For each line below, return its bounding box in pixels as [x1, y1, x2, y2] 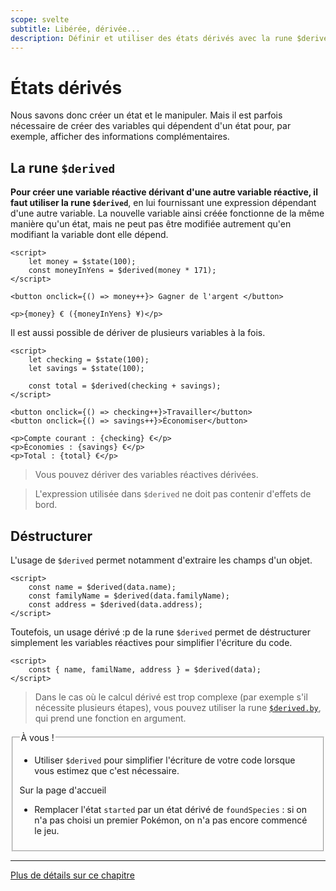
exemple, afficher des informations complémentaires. [10, 131, 230, 143]
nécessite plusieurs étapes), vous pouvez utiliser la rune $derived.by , [34, 701, 322, 713]
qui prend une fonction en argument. [34, 712, 187, 724]
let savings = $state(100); [28, 364, 145, 374]
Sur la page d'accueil [19, 784, 107, 796]
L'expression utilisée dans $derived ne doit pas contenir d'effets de [34, 488, 312, 500]
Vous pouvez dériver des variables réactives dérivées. [34, 469, 259, 481]
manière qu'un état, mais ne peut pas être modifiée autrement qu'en [10, 218, 292, 230]
